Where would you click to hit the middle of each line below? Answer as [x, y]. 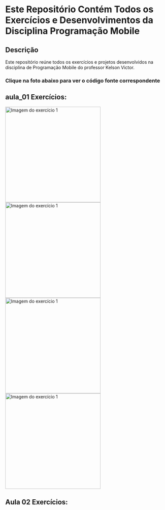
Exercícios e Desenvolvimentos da [79, 20]
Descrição [22, 50]
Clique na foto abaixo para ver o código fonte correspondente [83, 80]
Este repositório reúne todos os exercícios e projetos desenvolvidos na [79, 62]
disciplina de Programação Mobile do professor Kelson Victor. [70, 68]
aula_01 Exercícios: [36, 97]
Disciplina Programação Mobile [73, 31]
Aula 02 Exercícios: [37, 502]
